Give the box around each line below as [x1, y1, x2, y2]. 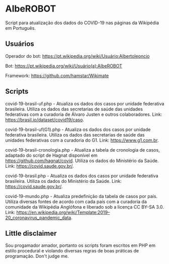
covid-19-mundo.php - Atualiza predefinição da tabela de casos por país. [5, 193, 158, 199]
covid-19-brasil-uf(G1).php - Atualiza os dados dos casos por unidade [5, 126, 151, 133]
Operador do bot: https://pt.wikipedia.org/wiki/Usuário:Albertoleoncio [5, 53, 150, 59]
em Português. [5, 25, 36, 31]
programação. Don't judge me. [5, 253, 69, 259]
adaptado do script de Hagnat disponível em [5, 152, 98, 158]
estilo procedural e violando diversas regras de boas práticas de [5, 248, 139, 254]
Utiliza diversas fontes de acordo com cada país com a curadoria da [5, 199, 147, 205]
